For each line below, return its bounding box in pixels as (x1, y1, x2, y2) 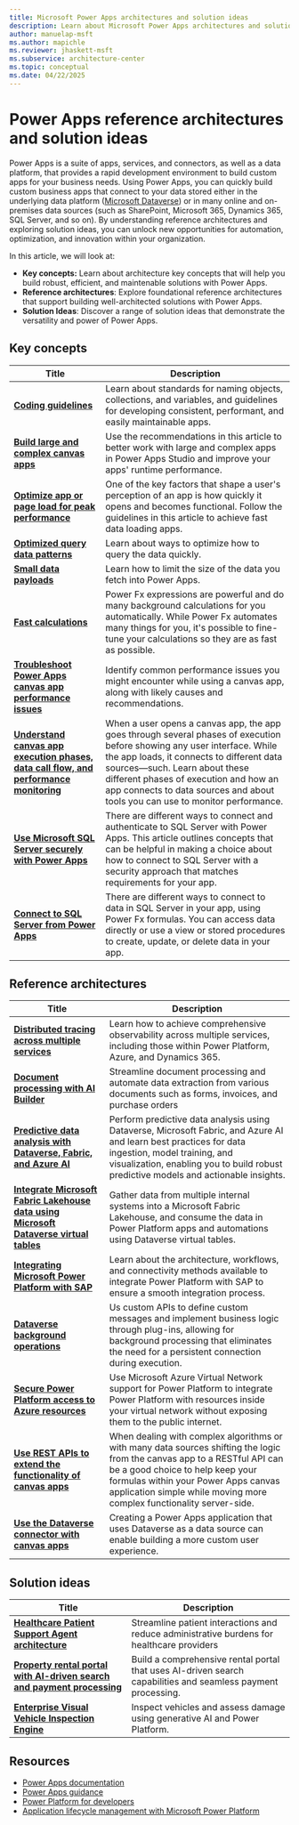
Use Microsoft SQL (13, 831, 95, 844)
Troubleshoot (13, 658, 73, 670)
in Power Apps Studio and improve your (105, 452, 271, 464)
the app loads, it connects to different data (105, 750, 283, 763)
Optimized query (13, 537, 87, 549)
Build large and (13, 435, 79, 448)
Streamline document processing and (109, 1065, 266, 1078)
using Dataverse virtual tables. (109, 1233, 236, 1246)
